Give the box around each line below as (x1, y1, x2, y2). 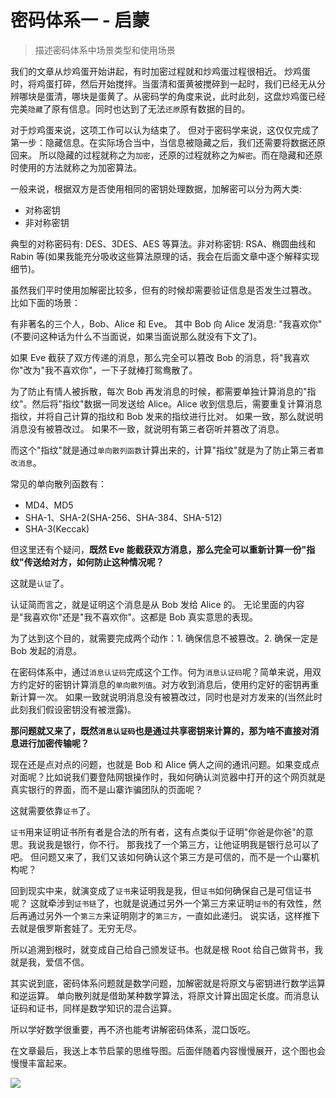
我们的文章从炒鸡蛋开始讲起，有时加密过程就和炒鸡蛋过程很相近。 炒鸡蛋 (10, 65, 311, 77)
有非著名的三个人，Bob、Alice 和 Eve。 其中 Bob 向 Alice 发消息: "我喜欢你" (10, 317, 323, 330)
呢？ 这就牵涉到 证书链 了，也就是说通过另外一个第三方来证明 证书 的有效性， (10, 897, 313, 909)
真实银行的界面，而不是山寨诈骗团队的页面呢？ (10, 783, 203, 795)
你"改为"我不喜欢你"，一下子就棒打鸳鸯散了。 (10, 364, 198, 376)
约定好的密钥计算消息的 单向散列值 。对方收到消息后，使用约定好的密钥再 (18, 678, 311, 690)
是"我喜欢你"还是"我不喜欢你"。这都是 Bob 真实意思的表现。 (10, 611, 259, 623)
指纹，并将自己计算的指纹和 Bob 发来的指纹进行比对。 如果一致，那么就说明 (10, 410, 323, 422)
